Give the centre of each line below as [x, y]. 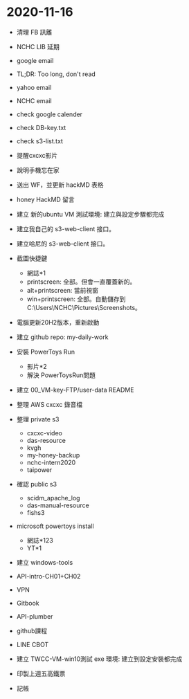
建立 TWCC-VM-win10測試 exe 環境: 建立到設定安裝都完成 [99, 659]
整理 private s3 [38, 419]
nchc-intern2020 [51, 462]
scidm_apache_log [53, 498]
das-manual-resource [58, 505]
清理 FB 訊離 [34, 32]
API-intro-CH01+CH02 [48, 576]
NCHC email [34, 100]
